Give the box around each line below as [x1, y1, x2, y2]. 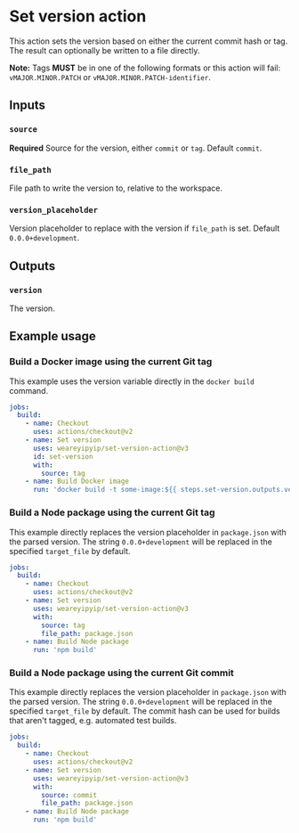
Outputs [9, 258, 56, 274]
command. [9, 385, 49, 396]
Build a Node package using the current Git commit [9, 666, 234, 679]
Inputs [9, 98, 46, 113]
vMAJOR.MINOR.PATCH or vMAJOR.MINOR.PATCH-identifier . [9, 71, 212, 82]
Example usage [9, 329, 96, 344]
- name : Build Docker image [25, 477, 129, 486]
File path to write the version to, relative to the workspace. [9, 183, 223, 193]
